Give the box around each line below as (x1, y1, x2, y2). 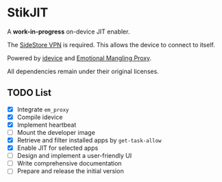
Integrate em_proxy (16, 105, 69, 114)
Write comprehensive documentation (16, 159, 122, 168)
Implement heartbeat (16, 120, 77, 129)
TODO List (7, 87, 51, 99)
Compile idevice (16, 113, 63, 121)
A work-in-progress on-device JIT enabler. (7, 27, 130, 36)
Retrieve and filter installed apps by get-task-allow (16, 136, 162, 144)
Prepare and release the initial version (16, 167, 125, 175)
